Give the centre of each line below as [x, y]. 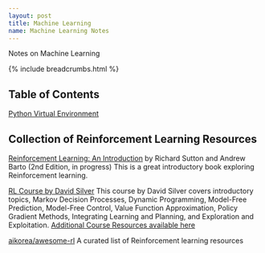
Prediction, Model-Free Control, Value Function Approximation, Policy [123, 208]
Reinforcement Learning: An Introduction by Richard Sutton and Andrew [127, 158]
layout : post [30, 16]
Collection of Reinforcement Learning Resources [133, 139]
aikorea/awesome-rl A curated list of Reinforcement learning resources [126, 241]
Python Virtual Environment [53, 114]
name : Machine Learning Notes [59, 31]
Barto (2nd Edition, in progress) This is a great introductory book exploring [131, 167]
